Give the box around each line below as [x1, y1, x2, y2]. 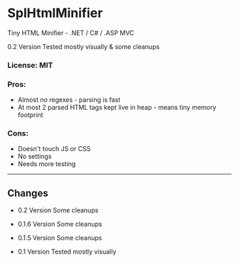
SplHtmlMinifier [7, 5, 103, 21]
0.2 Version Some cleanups [17, 206, 99, 215]
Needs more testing [17, 160, 76, 168]
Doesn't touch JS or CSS [17, 145, 91, 153]
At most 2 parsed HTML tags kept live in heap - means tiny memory [17, 103, 217, 112]
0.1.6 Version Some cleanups [17, 220, 102, 229]
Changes [7, 187, 48, 199]
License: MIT [7, 60, 53, 70]
